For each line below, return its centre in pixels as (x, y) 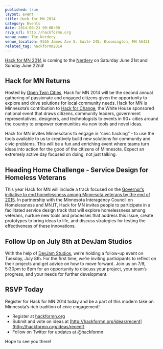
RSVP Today (24, 290)
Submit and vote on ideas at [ (42, 321)
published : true (22, 10)
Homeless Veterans (36, 177)
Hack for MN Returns (38, 81)
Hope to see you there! (28, 341)
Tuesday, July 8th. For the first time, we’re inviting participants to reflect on (81, 259)
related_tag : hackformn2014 (34, 46)
